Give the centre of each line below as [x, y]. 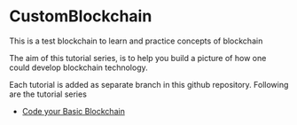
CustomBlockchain [81, 16]
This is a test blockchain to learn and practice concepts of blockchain [136, 41]
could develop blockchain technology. [78, 67]
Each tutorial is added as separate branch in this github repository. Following [149, 84]
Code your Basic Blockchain [74, 111]
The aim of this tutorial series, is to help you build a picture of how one [138, 58]
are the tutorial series [48, 94]
